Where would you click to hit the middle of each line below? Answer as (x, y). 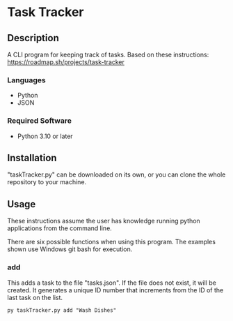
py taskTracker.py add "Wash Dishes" (62, 310)
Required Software (39, 121)
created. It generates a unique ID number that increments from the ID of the (115, 290)
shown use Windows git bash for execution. (70, 249)
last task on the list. (35, 297)
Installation (32, 158)
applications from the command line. (60, 228)
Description (33, 38)
